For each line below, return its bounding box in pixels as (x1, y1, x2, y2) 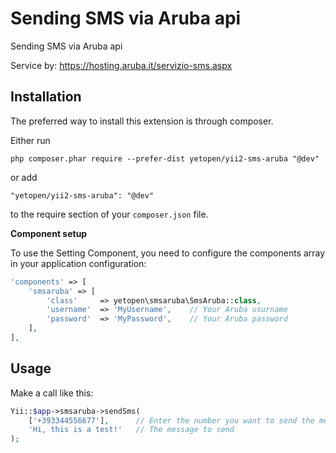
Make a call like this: (10, 387, 94, 399)
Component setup (10, 227, 88, 239)
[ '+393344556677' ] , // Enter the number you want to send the (28, 415, 315, 426)
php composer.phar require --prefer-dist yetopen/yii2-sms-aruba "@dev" (10, 153, 320, 164)
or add (10, 171, 38, 183)
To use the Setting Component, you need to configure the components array (10, 247, 326, 259)
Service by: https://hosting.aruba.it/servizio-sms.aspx (10, 59, 233, 71)
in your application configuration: (10, 257, 147, 269)
